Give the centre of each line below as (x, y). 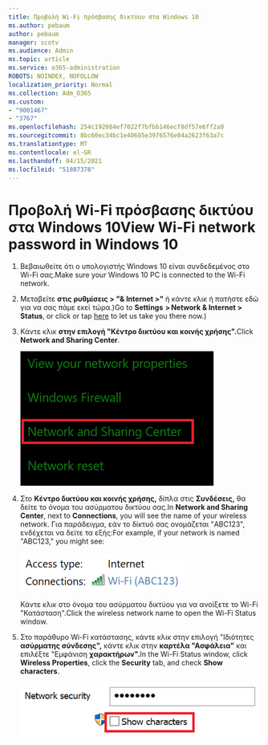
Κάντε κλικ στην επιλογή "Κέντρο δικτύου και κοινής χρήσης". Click (136, 332)
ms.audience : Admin (41, 51)
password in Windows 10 (93, 244)
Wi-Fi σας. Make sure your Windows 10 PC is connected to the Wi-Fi (132, 275)
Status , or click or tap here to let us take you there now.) (113, 316)
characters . (40, 671)
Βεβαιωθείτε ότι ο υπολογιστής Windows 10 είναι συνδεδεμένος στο (135, 267)
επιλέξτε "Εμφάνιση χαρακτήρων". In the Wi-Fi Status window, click (134, 654)
